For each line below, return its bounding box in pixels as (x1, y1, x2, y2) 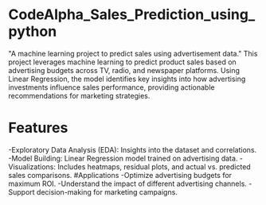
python (8, 22, 57, 41)
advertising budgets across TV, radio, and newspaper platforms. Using (8, 65, 241, 75)
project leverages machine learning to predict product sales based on (8, 57, 237, 67)
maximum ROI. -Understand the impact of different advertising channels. (8, 179, 247, 188)
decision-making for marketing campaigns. (36, 187, 178, 196)
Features (8, 119, 68, 137)
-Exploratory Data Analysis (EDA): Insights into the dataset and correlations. (8, 145, 257, 154)
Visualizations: (8, 161, 57, 172)
